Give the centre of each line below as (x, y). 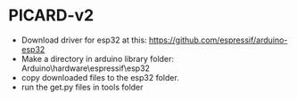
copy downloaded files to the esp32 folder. (100, 77)
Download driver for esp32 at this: (84, 40)
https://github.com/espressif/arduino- (219, 40)
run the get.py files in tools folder (82, 87)
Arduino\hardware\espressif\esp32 (86, 68)
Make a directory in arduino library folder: (98, 58)
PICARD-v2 (51, 16)
